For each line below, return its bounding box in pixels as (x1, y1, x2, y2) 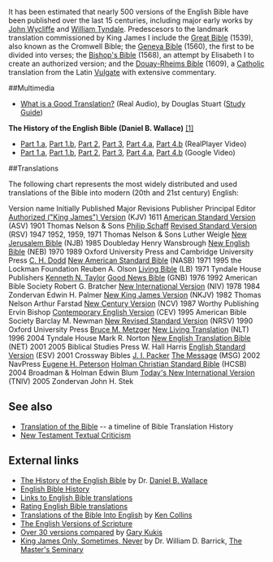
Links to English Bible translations (19, 492, 133, 503)
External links (8, 454, 80, 468)
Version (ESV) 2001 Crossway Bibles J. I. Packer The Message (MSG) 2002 (8, 351, 261, 360)
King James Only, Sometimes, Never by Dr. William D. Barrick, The (19, 536, 242, 546)
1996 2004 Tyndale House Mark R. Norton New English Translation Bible (8, 333, 251, 342)
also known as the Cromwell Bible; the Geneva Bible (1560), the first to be (8, 41, 254, 51)
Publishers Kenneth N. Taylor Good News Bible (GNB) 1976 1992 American (8, 272, 258, 282)
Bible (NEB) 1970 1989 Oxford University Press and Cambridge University (8, 247, 254, 256)
